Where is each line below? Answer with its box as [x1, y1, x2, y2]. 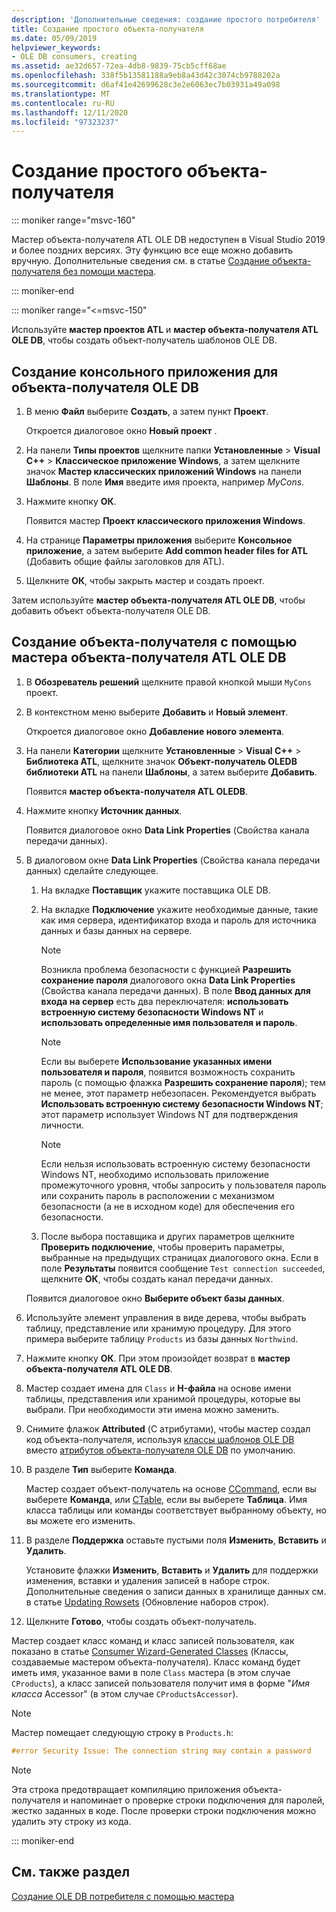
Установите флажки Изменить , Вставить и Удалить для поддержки [25, 1564, 319, 1576]
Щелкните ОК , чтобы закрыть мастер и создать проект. [25, 575, 265, 586]
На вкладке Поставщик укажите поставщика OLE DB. [40, 884, 271, 896]
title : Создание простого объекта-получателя [11, 24, 204, 34]
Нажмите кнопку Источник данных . [25, 804, 183, 816]
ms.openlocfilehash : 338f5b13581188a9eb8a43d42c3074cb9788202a [11, 71, 281, 81]
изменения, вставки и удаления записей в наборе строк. [25, 1574, 271, 1586]
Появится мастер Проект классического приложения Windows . [25, 515, 306, 526]
